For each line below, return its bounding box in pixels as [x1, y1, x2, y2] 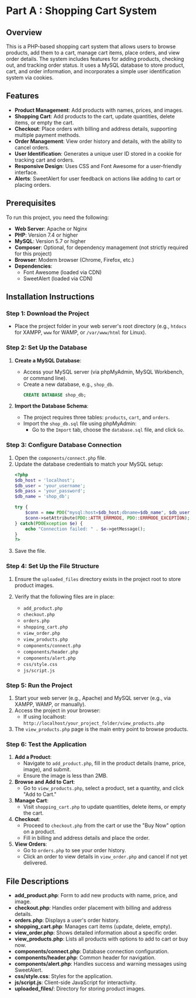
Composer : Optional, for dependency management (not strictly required [14, 244, 188, 251]
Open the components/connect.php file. [14, 454, 107, 461]
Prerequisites [6, 198, 56, 209]
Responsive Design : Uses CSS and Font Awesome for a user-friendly [14, 162, 182, 169]
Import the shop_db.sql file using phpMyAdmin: [23, 420, 137, 427]
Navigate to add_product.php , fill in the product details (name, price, [23, 760, 185, 767]
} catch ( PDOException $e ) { [14, 520, 83, 527]
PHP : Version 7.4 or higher [14, 231, 78, 238]
